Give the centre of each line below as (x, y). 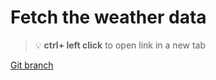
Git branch (32, 65)
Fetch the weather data (108, 17)
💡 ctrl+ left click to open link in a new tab (120, 45)
